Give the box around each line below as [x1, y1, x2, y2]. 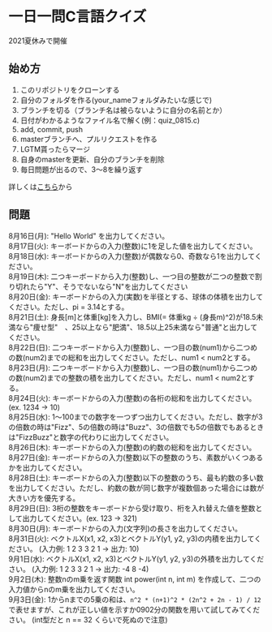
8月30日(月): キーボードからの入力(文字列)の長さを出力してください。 [8, 523, 242, 533]
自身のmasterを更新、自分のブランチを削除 [19, 154, 165, 164]
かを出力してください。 [8, 462, 87, 472]
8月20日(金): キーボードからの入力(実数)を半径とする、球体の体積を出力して [8, 291, 264, 301]
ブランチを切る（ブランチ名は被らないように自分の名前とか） [19, 105, 227, 114]
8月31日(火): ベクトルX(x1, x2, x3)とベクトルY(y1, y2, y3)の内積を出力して [8, 533, 254, 544]
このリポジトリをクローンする [19, 84, 120, 94]
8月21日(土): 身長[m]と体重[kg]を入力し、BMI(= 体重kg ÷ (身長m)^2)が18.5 [8, 312, 257, 321]
